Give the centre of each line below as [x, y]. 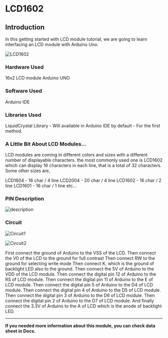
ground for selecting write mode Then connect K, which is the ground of [79, 263]
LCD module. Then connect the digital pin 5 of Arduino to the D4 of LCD [79, 284]
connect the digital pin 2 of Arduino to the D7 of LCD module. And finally [79, 300]
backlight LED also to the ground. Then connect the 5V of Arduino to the [79, 268]
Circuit [14, 222]
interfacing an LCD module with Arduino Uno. [52, 44]
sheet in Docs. [20, 331]
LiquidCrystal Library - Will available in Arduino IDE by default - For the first [83, 125]
